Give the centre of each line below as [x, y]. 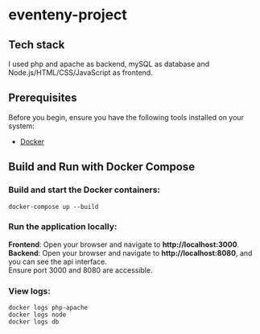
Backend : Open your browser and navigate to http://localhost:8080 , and [130, 253]
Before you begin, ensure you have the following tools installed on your [126, 117]
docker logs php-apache [48, 308]
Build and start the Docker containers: [85, 190]
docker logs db [34, 322]
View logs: [29, 290]
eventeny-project [68, 15]
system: [21, 126]
